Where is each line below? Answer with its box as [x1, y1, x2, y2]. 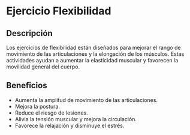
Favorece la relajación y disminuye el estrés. [14, 122, 125, 129]
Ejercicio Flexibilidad [6, 4, 111, 18]
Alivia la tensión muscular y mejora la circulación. [14, 115, 137, 122]
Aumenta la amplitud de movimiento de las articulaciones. [14, 96, 158, 103]
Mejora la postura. [14, 103, 61, 110]
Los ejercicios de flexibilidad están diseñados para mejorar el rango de [6, 44, 181, 51]
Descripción [6, 28, 53, 38]
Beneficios [6, 80, 47, 91]
